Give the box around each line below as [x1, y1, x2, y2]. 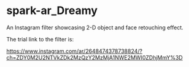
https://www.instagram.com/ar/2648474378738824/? [6, 47, 143, 55]
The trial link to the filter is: [6, 35, 74, 43]
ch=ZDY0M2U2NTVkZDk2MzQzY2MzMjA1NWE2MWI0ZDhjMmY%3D [6, 54, 183, 61]
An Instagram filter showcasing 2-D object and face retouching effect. [6, 24, 184, 31]
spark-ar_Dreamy [6, 4, 98, 18]
